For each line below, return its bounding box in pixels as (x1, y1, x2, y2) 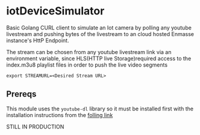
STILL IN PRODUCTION (6, 123, 64, 130)
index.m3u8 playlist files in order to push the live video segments (6, 61, 167, 68)
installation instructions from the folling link (6, 111, 113, 118)
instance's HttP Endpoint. (6, 37, 69, 44)
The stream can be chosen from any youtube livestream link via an (6, 48, 172, 55)
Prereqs (6, 89, 37, 100)
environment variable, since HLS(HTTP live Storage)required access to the (6, 55, 192, 62)
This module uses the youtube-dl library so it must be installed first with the (6, 105, 194, 112)
